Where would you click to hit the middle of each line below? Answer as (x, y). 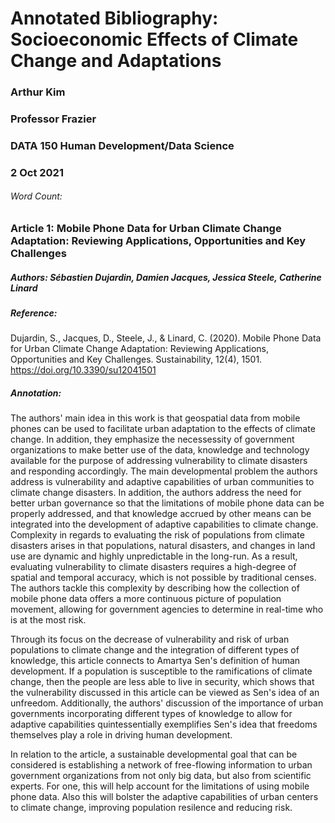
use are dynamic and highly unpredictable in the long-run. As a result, (154, 556)
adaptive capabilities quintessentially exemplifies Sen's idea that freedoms (164, 724)
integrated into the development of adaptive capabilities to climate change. (164, 524)
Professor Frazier (53, 119)
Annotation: (36, 393)
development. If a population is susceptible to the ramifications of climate (161, 671)
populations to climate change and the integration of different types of (155, 650)
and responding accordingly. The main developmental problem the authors (164, 471)
